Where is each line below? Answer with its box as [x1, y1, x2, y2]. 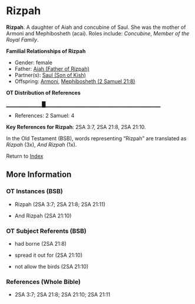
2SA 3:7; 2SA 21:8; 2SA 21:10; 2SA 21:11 [14, 291, 111, 298]
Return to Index [6, 152, 44, 160]
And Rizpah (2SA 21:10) [14, 212, 72, 219]
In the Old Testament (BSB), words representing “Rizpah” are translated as [6, 134, 187, 142]
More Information [6, 170, 72, 180]
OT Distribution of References [6, 89, 81, 96]
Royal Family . [6, 36, 39, 43]
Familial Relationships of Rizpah [6, 47, 86, 54]
